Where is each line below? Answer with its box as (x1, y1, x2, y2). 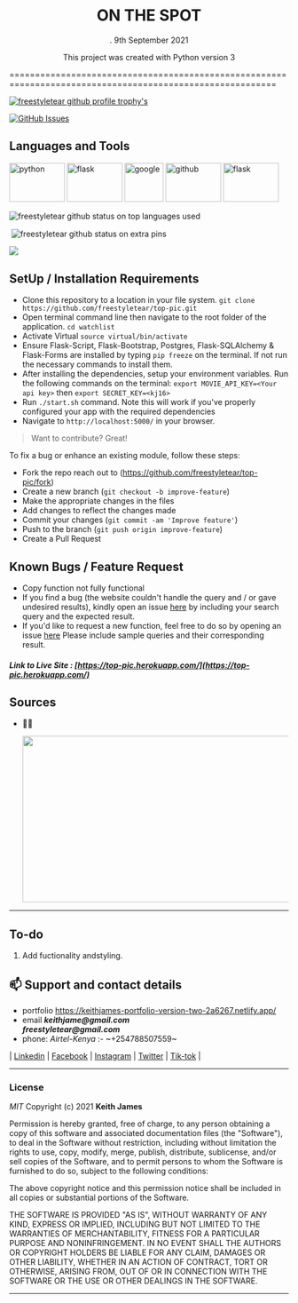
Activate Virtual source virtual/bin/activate (21, 330, 188, 342)
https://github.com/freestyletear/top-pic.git (21, 304, 198, 314)
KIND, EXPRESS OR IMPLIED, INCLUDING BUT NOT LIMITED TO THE (9, 1219, 261, 1230)
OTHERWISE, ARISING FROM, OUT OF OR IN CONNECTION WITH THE (9, 1267, 268, 1277)
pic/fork (21, 477, 51, 488)
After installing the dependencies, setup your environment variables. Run (21, 369, 289, 379)
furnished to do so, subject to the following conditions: (9, 1165, 208, 1177)
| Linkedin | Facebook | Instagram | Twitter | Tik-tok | (9, 1051, 201, 1061)
